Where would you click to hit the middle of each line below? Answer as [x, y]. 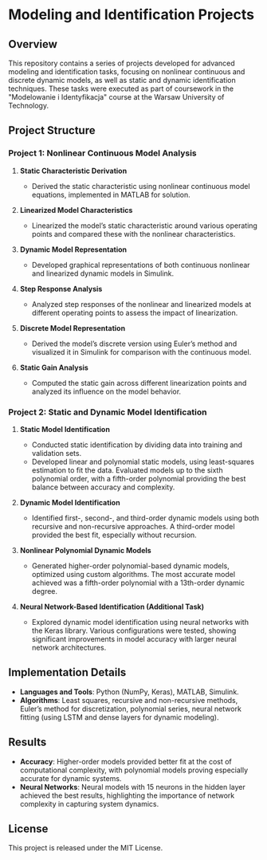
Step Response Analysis [61, 289]
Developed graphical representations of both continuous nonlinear [141, 265]
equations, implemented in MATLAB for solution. [111, 194]
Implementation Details [67, 672]
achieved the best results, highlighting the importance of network [127, 795]
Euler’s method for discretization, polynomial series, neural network [130, 709]
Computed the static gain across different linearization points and [139, 383]
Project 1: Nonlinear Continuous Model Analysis [102, 153]
